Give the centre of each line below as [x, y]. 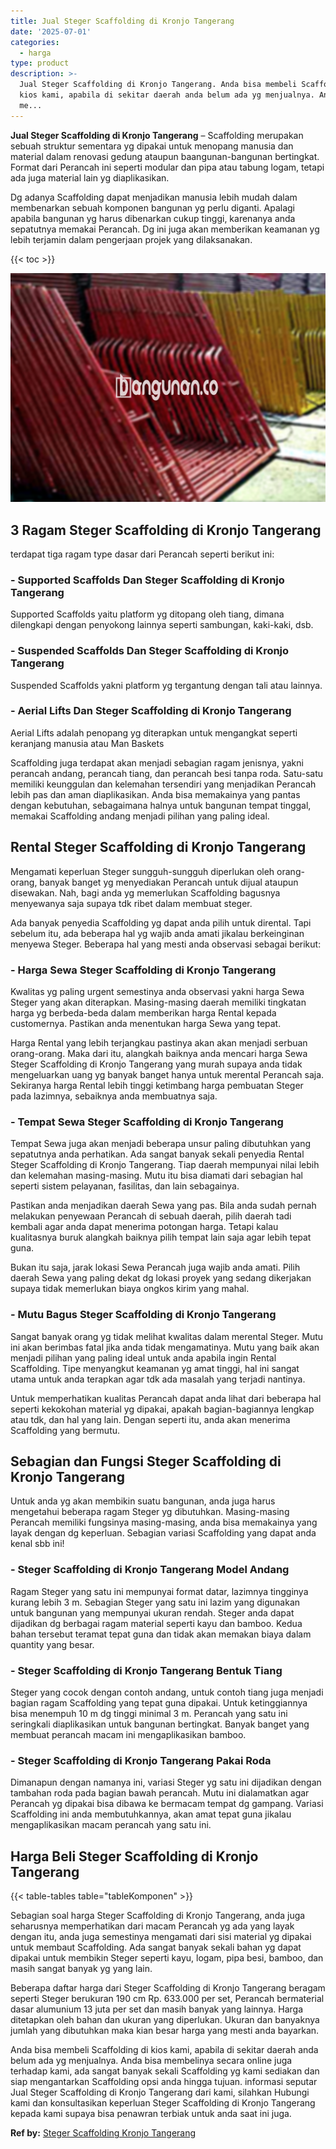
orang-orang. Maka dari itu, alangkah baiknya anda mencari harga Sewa [159, 1053]
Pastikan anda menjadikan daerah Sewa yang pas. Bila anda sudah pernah [163, 1206]
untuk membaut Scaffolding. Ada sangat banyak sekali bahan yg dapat [156, 1947]
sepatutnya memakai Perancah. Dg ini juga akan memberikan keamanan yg [165, 229]
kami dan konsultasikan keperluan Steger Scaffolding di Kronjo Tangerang [163, 2103]
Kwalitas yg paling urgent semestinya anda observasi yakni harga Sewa [157, 991]
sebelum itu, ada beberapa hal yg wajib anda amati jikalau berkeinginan [157, 933]
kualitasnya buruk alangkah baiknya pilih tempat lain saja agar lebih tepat [161, 1237]
